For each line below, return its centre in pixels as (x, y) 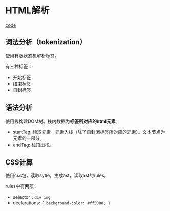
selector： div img (32, 197)
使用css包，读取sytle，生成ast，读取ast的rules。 (57, 175)
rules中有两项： (22, 186)
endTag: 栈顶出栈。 (33, 145)
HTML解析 (27, 10)
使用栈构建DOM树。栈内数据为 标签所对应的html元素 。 (63, 121)
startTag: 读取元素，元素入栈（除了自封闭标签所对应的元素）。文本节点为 (89, 132)
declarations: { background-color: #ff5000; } (61, 203)
